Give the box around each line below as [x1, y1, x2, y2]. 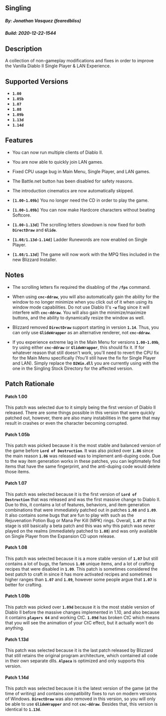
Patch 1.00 [5, 393, 28, 400]
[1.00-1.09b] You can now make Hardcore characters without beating [12, 207, 155, 213]
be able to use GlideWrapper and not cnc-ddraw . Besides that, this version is [5, 701, 158, 707]
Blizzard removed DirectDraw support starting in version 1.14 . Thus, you [12, 324, 159, 330]
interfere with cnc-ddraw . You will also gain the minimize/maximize [12, 309, 147, 315]
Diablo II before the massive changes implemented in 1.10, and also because [5, 609, 160, 615]
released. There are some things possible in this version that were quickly [5, 410, 155, 416]
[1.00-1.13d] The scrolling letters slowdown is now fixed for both [12, 222, 146, 227]
